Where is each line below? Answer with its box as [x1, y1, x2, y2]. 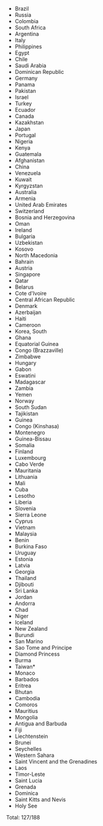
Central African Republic [14, 296, 76, 303]
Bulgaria [14, 233, 36, 240]
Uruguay [14, 549, 37, 556]
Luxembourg [14, 454, 46, 461]
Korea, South [14, 328, 47, 335]
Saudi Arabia [14, 62, 46, 69]
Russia [14, 11, 32, 18]
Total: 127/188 [6, 814, 40, 821]
